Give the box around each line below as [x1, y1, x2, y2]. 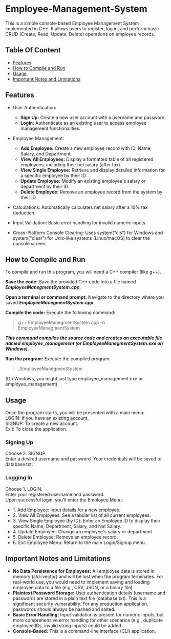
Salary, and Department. [20, 150, 72, 157]
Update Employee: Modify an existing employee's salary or [20, 178, 146, 184]
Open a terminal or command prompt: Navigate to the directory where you [5, 294, 164, 300]
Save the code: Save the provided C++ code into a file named [5, 279, 136, 285]
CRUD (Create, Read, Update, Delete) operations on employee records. [5, 31, 155, 37]
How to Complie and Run [12, 65, 66, 71]
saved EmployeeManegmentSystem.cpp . [5, 300, 95, 306]
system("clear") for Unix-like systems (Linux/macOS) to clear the [12, 235, 150, 241]
